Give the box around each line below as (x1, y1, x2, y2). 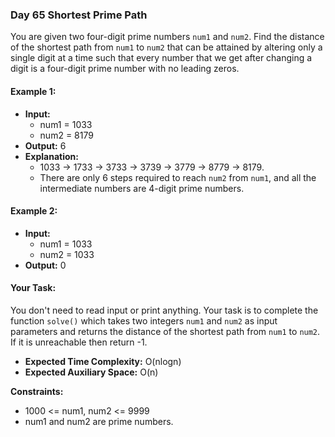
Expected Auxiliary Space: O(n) (24, 366, 159, 378)
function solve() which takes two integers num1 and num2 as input (10, 314, 278, 327)
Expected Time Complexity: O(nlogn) (24, 355, 182, 367)
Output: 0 (24, 259, 67, 271)
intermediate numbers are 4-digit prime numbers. (39, 182, 245, 194)
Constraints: (10, 385, 64, 397)
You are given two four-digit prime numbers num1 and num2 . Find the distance (10, 31, 325, 43)
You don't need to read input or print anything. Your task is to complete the (10, 304, 319, 316)
